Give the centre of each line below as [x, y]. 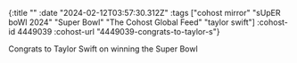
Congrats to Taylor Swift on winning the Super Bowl [103, 49]
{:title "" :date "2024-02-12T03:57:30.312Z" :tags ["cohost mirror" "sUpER [145, 13]
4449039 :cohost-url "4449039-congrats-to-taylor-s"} [118, 31]
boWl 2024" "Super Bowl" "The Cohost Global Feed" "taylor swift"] [132, 22]
